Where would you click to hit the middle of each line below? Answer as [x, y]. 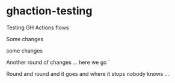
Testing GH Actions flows [38, 27]
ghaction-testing [49, 11]
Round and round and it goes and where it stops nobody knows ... [88, 73]
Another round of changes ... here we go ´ [58, 62]
